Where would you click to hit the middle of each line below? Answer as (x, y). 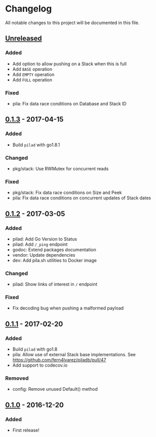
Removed (17, 378)
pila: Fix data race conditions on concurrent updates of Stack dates (82, 198)
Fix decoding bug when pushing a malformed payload (68, 308)
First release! (26, 430)
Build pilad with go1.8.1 (36, 145)
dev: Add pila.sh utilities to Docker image (54, 260)
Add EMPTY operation (33, 74)
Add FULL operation (32, 80)
